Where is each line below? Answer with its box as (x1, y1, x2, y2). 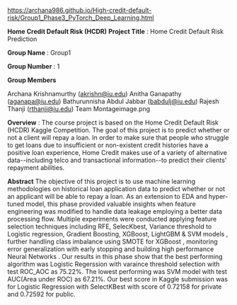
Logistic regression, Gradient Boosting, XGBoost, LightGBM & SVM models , (7, 230, 229, 238)
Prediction (7, 35, 37, 43)
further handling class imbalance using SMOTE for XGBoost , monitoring (7, 237, 218, 246)
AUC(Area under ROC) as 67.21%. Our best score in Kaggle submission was (7, 275, 229, 283)
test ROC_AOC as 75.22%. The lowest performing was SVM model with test (7, 267, 228, 275)
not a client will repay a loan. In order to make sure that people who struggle (7, 134, 229, 142)
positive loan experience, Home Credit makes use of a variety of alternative (7, 149, 228, 156)
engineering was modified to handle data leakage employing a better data (7, 207, 223, 215)
